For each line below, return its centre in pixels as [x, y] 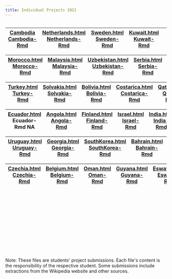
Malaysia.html [65, 59]
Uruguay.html [25, 141]
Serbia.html [148, 59]
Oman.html [98, 168]
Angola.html [61, 114]
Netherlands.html [64, 32]
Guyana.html [132, 168]
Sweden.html [107, 32]
